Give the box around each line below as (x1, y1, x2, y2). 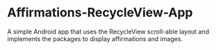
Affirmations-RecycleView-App (7, 5, 193, 21)
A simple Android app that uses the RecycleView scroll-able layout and (7, 27, 210, 36)
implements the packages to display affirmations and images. (7, 34, 183, 42)
